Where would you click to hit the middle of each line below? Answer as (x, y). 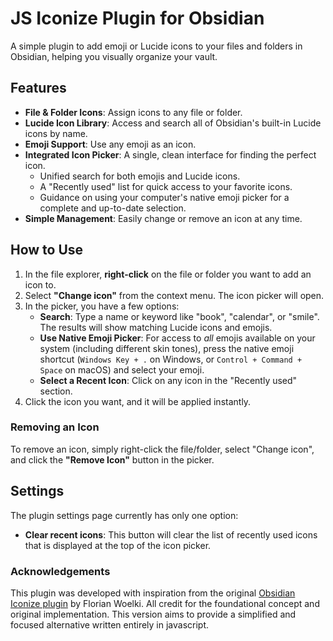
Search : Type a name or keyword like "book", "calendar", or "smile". (179, 316)
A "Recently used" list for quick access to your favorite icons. (166, 186)
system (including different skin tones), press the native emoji (167, 348)
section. (56, 391)
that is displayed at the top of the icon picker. (118, 545)
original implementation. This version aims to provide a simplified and (153, 614)
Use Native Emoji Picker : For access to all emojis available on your (177, 338)
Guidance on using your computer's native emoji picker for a (164, 197)
